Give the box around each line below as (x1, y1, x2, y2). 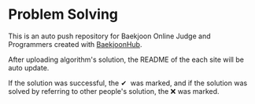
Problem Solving (8, 5, 119, 23)
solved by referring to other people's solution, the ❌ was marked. (8, 86, 220, 95)
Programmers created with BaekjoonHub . (8, 39, 142, 48)
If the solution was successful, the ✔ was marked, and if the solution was (8, 78, 248, 88)
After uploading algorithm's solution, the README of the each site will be (8, 55, 244, 64)
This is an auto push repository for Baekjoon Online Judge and (8, 31, 211, 41)
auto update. (8, 63, 50, 72)
